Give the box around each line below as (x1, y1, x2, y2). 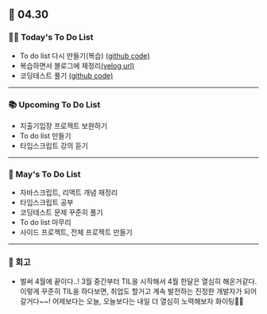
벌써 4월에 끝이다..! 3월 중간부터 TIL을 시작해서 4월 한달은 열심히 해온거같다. (19, 276, 257, 286)
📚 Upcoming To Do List (8, 99, 101, 110)
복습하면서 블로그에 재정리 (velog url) (19, 60, 135, 70)
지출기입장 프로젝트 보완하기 (19, 121, 108, 130)
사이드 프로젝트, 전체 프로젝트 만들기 (19, 227, 133, 237)
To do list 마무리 (19, 218, 72, 227)
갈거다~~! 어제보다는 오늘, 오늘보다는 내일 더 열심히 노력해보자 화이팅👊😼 (19, 296, 244, 306)
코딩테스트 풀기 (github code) (19, 71, 114, 80)
